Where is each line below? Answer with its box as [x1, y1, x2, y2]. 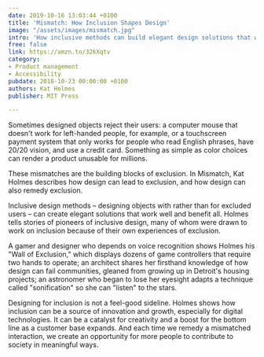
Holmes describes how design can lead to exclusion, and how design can [8, 178, 246, 187]
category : [8, 56, 41, 64]
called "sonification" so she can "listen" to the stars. [8, 283, 178, 293]
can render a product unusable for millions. [8, 154, 148, 164]
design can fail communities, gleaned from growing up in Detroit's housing [8, 267, 250, 276]
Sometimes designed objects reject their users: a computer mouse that [8, 120, 238, 130]
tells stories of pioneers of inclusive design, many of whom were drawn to [8, 218, 247, 227]
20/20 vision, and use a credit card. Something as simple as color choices [8, 145, 248, 155]
